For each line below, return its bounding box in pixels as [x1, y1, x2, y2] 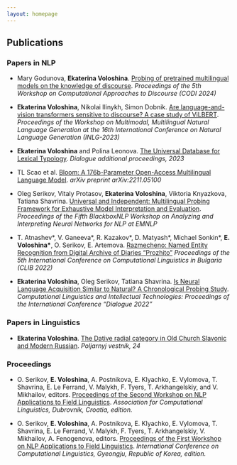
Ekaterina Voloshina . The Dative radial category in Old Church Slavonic [16, 334, 227, 342]
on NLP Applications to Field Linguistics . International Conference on [16, 442, 219, 450]
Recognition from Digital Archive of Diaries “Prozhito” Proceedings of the [16, 248, 230, 257]
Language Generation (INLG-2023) [16, 133, 120, 142]
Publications [6, 37, 64, 49]
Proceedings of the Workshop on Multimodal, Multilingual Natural [16, 118, 209, 126]
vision [16, 111, 35, 119]
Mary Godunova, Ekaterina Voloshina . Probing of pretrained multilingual [16, 74, 229, 82]
